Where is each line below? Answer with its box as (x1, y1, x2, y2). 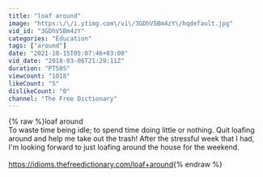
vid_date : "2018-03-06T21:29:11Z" (8, 57, 125, 65)
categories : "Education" (8, 34, 92, 43)
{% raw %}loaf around (8, 116, 83, 126)
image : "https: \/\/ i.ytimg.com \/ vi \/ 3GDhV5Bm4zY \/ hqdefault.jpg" (8, 19, 233, 27)
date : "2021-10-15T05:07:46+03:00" (8, 49, 129, 57)
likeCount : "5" (8, 79, 60, 87)
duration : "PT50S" (8, 65, 70, 73)
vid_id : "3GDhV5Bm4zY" (8, 27, 85, 35)
